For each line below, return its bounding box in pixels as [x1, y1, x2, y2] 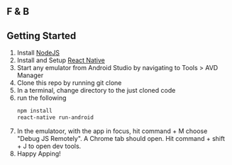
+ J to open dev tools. [16, 142, 82, 150]
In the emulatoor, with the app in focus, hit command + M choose [16, 127, 208, 135]
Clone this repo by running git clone [16, 79, 122, 87]
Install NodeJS [16, 49, 60, 57]
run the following [16, 93, 67, 102]
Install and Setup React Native [16, 56, 106, 64]
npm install [16, 108, 53, 115]
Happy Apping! [16, 149, 61, 158]
